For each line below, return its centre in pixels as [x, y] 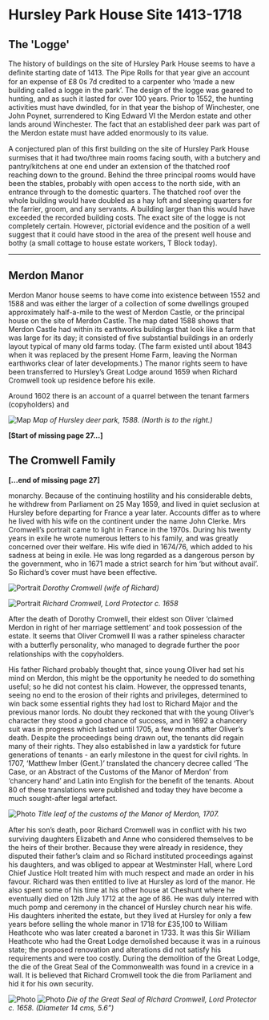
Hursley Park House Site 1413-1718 [125, 15]
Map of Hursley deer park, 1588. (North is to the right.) [123, 419]
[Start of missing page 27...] [56, 435]
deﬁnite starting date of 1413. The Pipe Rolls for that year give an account [129, 73]
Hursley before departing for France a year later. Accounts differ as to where [134, 512]
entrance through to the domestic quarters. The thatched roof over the [125, 192]
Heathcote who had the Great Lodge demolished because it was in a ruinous [134, 941]
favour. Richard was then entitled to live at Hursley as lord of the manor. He [132, 881]
